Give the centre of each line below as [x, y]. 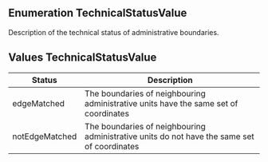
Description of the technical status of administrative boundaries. [114, 32]
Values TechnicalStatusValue [83, 58]
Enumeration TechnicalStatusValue [98, 13]
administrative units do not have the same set [169, 136]
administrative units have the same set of [162, 103]
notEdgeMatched [45, 136]
